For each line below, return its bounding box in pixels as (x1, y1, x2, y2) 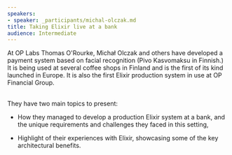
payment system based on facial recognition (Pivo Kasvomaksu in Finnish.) (7, 57, 224, 65)
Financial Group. (7, 78, 55, 87)
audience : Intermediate (7, 29, 77, 37)
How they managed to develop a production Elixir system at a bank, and (17, 113, 226, 121)
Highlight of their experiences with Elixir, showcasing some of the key (17, 134, 219, 142)
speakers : (7, 10, 36, 17)
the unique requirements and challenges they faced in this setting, (17, 120, 209, 129)
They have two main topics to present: (7, 99, 118, 108)
